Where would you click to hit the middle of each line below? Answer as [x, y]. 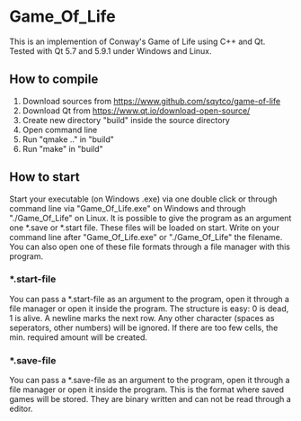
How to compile [54, 80]
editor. [21, 409]
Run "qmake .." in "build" [68, 139]
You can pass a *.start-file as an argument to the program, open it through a [150, 299]
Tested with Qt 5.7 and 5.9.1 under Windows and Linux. [111, 50]
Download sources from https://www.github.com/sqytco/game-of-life [151, 101]
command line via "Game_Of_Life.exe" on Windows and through [128, 208]
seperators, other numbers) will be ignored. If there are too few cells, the [144, 327]
